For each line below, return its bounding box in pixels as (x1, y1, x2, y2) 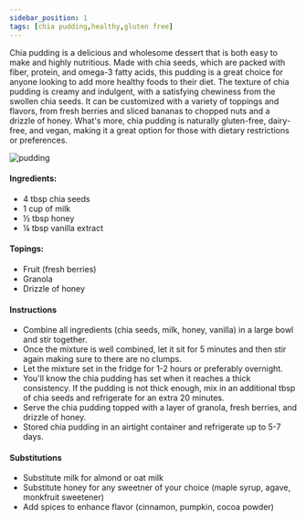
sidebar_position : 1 (9, 13, 89, 23)
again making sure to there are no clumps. (22, 354, 182, 365)
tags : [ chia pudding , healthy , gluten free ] (9, 22, 174, 31)
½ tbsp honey (22, 212, 75, 224)
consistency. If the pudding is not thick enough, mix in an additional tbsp (22, 383, 296, 394)
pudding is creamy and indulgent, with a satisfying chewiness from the (9, 86, 276, 97)
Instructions (9, 303, 58, 315)
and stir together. (22, 335, 89, 346)
